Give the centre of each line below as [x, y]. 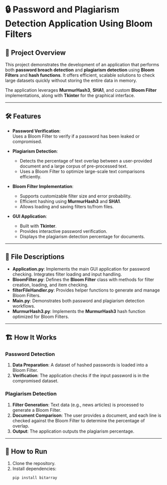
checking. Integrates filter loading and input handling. [67, 274]
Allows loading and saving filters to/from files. [67, 206]
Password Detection [30, 354]
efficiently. [31, 176]
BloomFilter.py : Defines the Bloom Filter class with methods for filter [83, 279]
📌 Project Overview [36, 53]
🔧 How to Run [26, 451]
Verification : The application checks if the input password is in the [81, 376]
